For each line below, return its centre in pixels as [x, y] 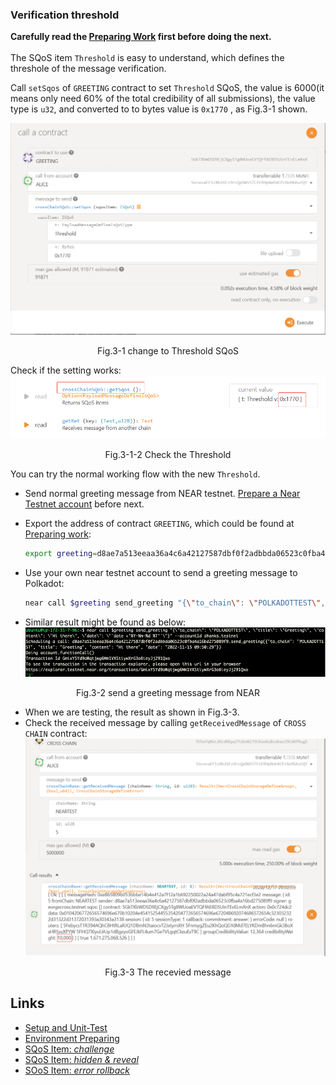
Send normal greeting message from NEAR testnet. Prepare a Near [162, 493]
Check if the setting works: [66, 370]
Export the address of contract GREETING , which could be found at [159, 523]
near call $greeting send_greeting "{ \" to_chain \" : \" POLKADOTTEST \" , [175, 603]
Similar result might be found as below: [105, 622]
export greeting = [61, 553]
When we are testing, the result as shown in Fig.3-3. [132, 712]
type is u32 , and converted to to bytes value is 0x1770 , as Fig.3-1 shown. [159, 109]
